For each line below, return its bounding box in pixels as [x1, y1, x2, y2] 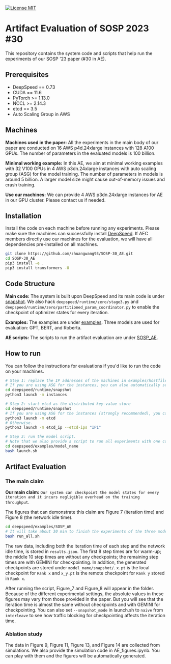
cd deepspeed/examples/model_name [5, 444, 79, 449]
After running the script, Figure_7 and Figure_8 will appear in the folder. [5, 586, 154, 592]
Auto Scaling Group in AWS [12, 111, 70, 117]
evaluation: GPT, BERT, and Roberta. [5, 324, 82, 330]
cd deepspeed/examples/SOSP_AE [5, 524, 72, 530]
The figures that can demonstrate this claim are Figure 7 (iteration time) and [5, 509, 164, 515]
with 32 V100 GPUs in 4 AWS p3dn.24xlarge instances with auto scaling [5, 165, 156, 172]
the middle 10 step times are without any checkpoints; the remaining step [5, 554, 159, 560]
